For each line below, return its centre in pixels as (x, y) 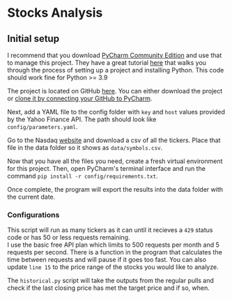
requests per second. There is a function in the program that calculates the (115, 252)
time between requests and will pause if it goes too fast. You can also (107, 260)
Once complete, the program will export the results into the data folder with (115, 189)
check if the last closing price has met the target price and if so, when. (109, 288)
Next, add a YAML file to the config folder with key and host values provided (116, 112)
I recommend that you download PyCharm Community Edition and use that (115, 55)
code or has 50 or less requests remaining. (69, 238)
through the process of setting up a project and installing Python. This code (116, 70)
